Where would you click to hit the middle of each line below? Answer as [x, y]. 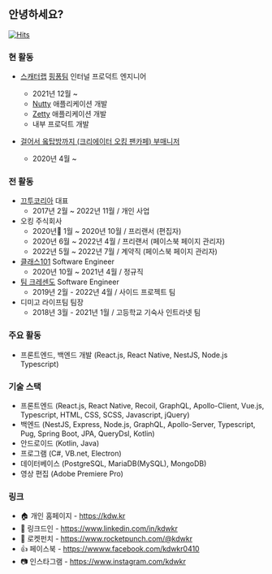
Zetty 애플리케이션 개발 [69, 114]
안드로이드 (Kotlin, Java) [60, 443]
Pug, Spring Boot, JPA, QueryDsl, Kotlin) [88, 434]
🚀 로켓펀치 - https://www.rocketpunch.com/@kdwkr [106, 539]
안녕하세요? [36, 15]
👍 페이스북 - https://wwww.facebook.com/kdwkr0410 [110, 549]
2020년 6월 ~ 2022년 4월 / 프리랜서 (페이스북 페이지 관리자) [129, 241]
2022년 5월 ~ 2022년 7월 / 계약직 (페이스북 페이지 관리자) [125, 252]
